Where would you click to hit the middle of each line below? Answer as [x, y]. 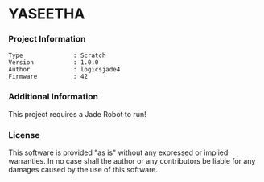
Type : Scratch [57, 56]
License [24, 135]
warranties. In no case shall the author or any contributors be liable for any [132, 161]
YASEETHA [47, 14]
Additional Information [54, 97]
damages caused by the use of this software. [83, 170]
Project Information [47, 39]
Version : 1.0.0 [54, 63]
